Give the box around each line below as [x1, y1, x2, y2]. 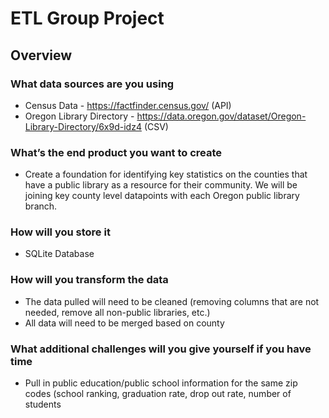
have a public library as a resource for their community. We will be [24, 179, 298, 191]
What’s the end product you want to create [10, 145, 223, 159]
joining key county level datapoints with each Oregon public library [24, 190, 300, 202]
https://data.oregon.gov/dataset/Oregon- [136, 110, 307, 122]
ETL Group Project [10, 7, 165, 30]
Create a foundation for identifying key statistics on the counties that [24, 168, 308, 181]
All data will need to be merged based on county [24, 317, 225, 329]
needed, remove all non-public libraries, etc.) [24, 306, 211, 318]
